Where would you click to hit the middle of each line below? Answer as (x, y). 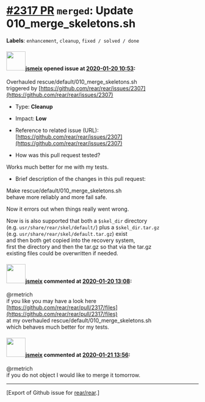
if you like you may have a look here (51, 301)
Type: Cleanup (34, 107)
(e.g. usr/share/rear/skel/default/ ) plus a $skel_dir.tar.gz (83, 227)
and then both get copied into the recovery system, (71, 240)
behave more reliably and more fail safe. (57, 197)
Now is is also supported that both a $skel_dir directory (77, 221)
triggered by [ (23, 89)
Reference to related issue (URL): (57, 130)
